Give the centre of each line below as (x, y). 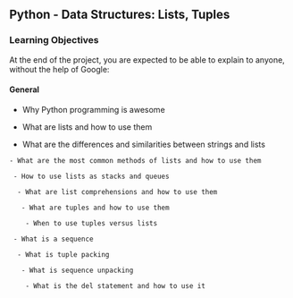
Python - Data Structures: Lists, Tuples (120, 15)
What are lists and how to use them (87, 127)
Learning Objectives (54, 40)
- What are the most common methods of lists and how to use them (135, 160)
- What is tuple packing (63, 254)
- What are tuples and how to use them (95, 208)
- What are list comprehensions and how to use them (117, 192)
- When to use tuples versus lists (92, 223)
